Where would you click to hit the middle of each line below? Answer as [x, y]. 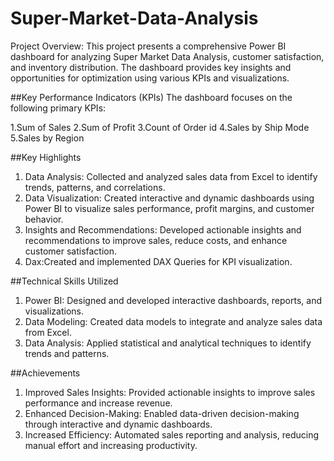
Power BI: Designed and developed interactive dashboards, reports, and [173, 300]
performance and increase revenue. [98, 403]
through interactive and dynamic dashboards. [118, 424]
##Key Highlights [46, 157]
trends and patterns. [67, 353]
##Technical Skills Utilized [64, 281]
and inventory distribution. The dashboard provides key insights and [151, 67]
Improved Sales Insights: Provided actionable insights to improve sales [170, 392]
